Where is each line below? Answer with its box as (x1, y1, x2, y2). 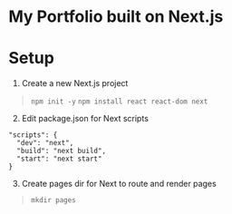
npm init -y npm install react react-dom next (30, 97, 208, 106)
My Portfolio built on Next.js (8, 6, 224, 27)
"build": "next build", (16, 147, 106, 156)
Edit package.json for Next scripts (21, 113, 149, 124)
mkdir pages (30, 196, 76, 205)
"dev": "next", (16, 139, 74, 148)
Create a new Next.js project (21, 78, 129, 89)
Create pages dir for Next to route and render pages (21, 179, 217, 190)
